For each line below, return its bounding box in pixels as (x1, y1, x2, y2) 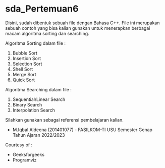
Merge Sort (12, 71, 36, 77)
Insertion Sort (12, 55, 41, 61)
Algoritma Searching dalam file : (5, 86, 72, 92)
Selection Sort (12, 61, 42, 67)
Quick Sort (12, 77, 35, 83)
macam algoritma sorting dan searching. (5, 30, 89, 36)
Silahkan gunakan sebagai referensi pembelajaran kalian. (5, 117, 124, 123)
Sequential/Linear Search (12, 96, 66, 102)
